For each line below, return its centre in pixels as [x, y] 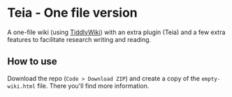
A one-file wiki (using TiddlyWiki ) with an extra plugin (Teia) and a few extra [116, 32]
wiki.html [22, 86]
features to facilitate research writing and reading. [79, 39]
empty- [211, 79]
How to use [32, 62]
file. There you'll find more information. [93, 86]
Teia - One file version [72, 13]
